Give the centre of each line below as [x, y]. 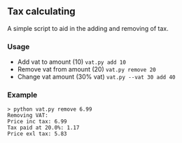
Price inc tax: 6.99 [37, 122]
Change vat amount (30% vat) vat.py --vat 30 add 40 [96, 77]
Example [22, 95]
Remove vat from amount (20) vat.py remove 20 [86, 69]
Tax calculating [41, 12]
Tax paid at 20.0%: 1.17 [43, 128]
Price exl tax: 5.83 [37, 134]
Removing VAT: [28, 116]
